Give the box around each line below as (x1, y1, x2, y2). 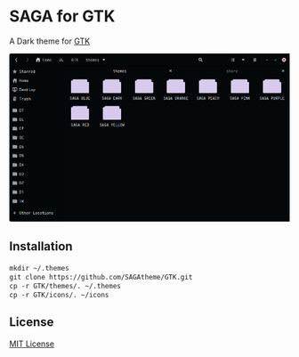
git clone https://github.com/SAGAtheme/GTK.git (9, 272, 193, 281)
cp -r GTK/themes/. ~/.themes (9, 281, 122, 290)
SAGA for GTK (9, 6, 116, 27)
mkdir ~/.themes (9, 264, 69, 272)
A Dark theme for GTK (9, 36, 91, 46)
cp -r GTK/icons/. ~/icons (9, 290, 109, 299)
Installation (9, 239, 73, 255)
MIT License (9, 338, 55, 349)
